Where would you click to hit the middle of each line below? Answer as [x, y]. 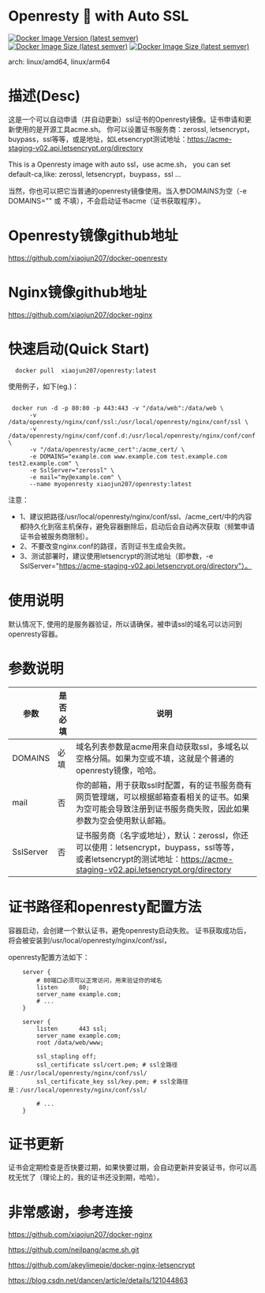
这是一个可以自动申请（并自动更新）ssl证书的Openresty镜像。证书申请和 [127, 119]
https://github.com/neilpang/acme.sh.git [74, 1250]
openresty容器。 [35, 634]
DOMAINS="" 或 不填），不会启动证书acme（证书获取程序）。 [106, 201]
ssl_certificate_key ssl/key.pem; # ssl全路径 [112, 1081]
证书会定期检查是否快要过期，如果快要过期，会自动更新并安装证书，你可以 [129, 1167]
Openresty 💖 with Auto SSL [99, 16]
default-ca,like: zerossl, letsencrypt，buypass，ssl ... [95, 174]
